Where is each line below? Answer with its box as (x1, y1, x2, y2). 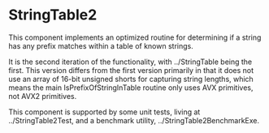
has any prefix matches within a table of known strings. (8, 41, 193, 50)
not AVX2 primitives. (8, 91, 77, 101)
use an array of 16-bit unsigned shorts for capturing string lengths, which (8, 74, 254, 84)
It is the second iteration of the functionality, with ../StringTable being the (8, 57, 253, 66)
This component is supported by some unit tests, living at (8, 107, 201, 117)
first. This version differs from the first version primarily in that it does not (8, 65, 254, 75)
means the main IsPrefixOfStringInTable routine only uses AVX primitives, (8, 83, 254, 92)
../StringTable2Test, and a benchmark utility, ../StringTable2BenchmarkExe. (8, 115, 260, 125)
